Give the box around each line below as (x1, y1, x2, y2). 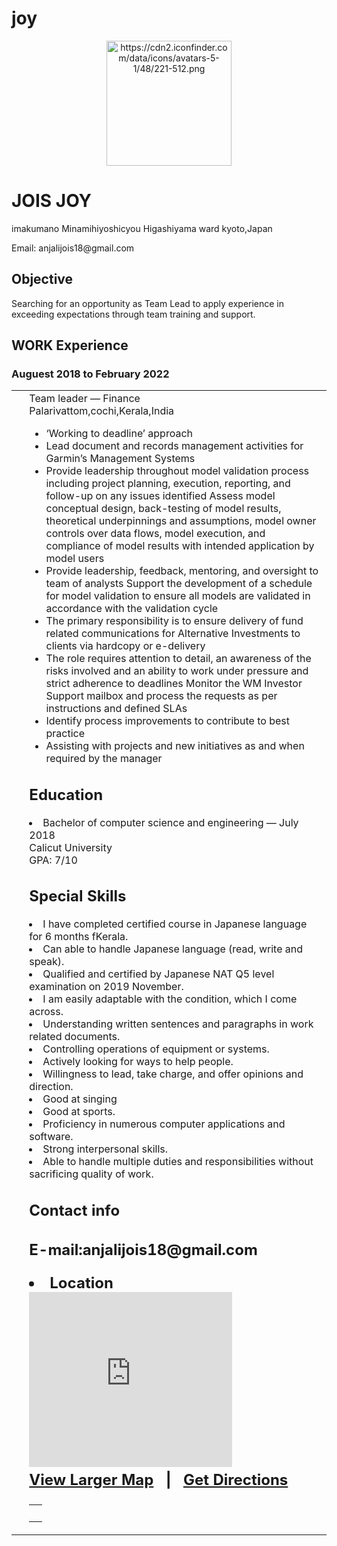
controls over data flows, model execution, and (45, 527, 266, 541)
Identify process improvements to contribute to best (45, 714, 291, 728)
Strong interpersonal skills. (42, 1142, 169, 1156)
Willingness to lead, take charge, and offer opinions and (42, 1067, 304, 1081)
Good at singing (42, 1092, 118, 1106)
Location (49, 1273, 114, 1292)
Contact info (29, 1200, 121, 1220)
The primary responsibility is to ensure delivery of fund (45, 614, 304, 628)
